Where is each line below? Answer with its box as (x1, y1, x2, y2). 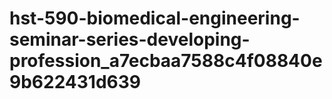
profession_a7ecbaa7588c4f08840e (9, 50, 323, 72)
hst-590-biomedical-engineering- (9, 7, 301, 30)
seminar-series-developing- (9, 28, 251, 51)
